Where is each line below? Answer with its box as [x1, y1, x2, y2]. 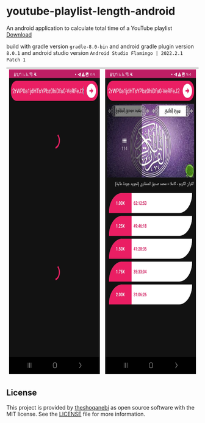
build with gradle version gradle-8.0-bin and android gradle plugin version [6, 43, 194, 50]
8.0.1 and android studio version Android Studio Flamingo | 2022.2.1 [6, 49, 183, 56]
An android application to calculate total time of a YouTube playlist [6, 24, 173, 32]
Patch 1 [6, 57, 26, 63]
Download [6, 30, 32, 38]
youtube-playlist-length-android [6, 4, 176, 18]
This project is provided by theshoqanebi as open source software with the [6, 403, 195, 411]
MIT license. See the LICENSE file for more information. [6, 410, 145, 418]
